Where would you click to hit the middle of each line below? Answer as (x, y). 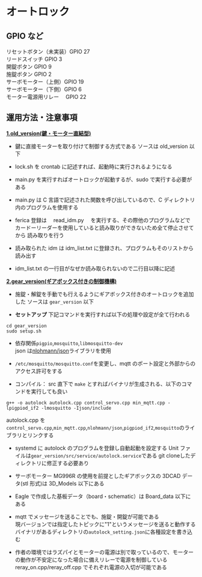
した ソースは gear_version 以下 (54, 301)
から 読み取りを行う (39, 235)
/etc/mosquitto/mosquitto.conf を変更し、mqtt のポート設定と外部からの (105, 363)
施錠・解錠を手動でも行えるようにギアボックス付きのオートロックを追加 (104, 294)
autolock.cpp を (26, 420)
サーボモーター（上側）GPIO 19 (45, 82)
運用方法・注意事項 (42, 118)
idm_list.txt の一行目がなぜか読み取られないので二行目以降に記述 (95, 268)
